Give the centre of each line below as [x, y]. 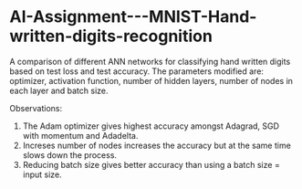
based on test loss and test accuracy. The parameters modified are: [137, 71]
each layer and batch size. [59, 90]
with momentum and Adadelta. [80, 135]
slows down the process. [69, 155]
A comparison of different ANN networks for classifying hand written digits [150, 61]
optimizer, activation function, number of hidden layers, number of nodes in [151, 80]
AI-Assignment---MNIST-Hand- [133, 17]
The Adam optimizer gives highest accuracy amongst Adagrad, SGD [151, 126]
